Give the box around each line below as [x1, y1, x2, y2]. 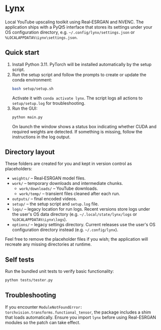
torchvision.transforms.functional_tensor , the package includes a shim [5, 309, 151, 315]
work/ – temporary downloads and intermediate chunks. [12, 181, 123, 186]
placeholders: [5, 166, 32, 172]
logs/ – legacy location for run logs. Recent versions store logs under [12, 206, 150, 212]
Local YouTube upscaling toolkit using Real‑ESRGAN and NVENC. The [5, 19, 144, 25]
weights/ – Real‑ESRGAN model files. [12, 175, 86, 181]
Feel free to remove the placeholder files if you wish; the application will [5, 236, 148, 242]
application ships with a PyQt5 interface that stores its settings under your [5, 24, 153, 30]
